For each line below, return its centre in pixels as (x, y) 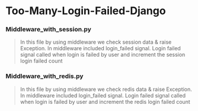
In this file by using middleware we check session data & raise (96, 42)
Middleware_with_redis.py (44, 76)
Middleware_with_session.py (48, 30)
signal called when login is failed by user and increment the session (103, 55)
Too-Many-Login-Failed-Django (86, 11)
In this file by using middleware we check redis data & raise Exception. (106, 89)
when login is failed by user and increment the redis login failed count (105, 102)
